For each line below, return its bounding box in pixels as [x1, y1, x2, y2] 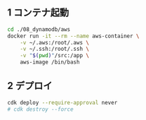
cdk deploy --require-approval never [7, 99, 118, 106]
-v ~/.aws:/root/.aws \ [20, 39, 90, 46]
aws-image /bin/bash [20, 59, 80, 66]
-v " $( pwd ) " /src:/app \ [20, 52, 90, 59]
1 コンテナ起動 [7, 6, 69, 19]
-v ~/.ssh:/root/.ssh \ [20, 45, 90, 53]
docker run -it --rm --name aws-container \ [7, 32, 140, 40]
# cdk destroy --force [7, 105, 74, 113]
